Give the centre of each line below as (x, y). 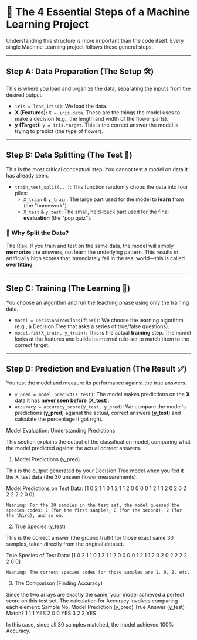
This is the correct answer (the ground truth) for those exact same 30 (90, 538)
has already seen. (28, 175)
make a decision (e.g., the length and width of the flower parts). (91, 118)
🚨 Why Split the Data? (38, 233)
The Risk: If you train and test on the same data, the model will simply (90, 246)
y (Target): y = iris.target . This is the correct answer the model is (96, 125)
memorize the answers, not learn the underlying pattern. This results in (92, 252)
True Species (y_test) (40, 526)
